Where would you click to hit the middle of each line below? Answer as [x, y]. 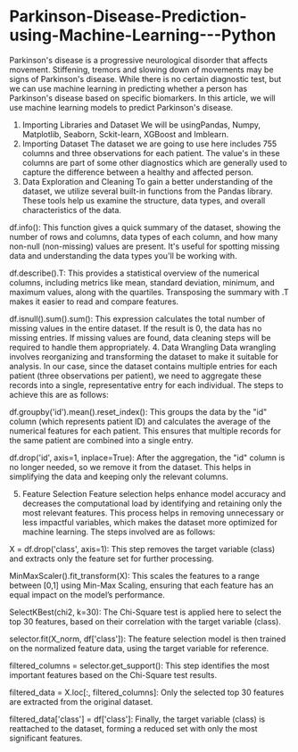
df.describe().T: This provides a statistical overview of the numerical [134, 273]
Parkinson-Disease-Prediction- [128, 17]
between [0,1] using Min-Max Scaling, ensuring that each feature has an [141, 585]
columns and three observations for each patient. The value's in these [151, 153]
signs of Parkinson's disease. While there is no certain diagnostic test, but [145, 79]
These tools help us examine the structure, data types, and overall [144, 200]
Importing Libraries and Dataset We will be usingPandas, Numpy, [141, 124]
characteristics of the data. [72, 210]
